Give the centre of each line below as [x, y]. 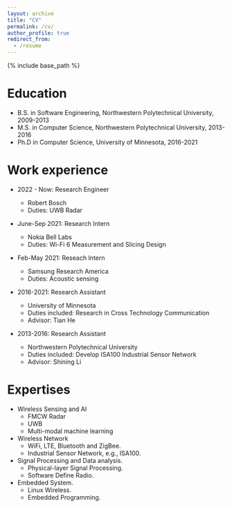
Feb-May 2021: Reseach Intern [61, 258]
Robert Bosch [47, 202]
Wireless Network [43, 438]
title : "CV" [24, 20]
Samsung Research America [68, 271]
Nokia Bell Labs [50, 237]
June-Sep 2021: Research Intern [63, 223]
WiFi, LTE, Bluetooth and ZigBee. [74, 446]
